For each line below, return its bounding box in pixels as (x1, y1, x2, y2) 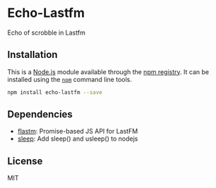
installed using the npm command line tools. (7, 75, 133, 83)
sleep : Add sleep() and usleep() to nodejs (17, 134, 138, 143)
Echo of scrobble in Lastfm (7, 28, 86, 37)
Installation (7, 49, 58, 61)
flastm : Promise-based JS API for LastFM (17, 127, 138, 136)
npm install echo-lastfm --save (7, 88, 102, 96)
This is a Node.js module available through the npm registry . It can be (7, 67, 210, 76)
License (7, 155, 43, 167)
